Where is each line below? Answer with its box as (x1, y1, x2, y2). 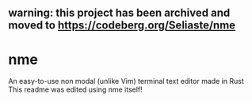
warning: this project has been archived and (8, 6, 231, 20)
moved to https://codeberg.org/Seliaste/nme (8, 19, 236, 32)
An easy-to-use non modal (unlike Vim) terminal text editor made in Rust (8, 77, 244, 86)
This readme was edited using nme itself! (8, 85, 143, 94)
